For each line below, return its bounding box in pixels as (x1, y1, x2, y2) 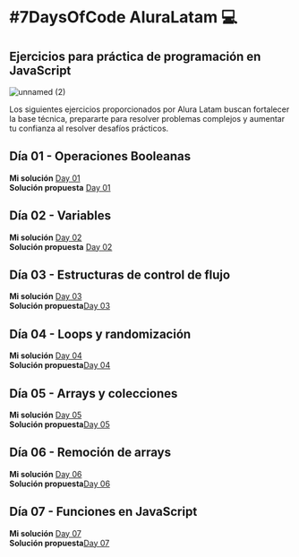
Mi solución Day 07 (9, 527, 82, 538)
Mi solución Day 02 (9, 232, 82, 243)
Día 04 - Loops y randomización (9, 326, 192, 341)
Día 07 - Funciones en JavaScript (9, 504, 198, 519)
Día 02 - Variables (9, 208, 112, 224)
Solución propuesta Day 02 (9, 241, 113, 252)
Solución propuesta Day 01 (9, 182, 111, 193)
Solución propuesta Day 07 (9, 537, 110, 548)
